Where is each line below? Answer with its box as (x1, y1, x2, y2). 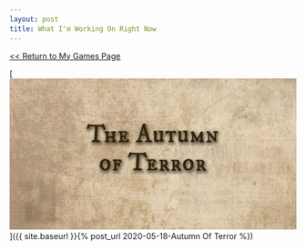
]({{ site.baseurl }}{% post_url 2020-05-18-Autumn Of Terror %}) (9, 231, 253, 242)
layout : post (9, 15, 59, 24)
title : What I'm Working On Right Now (9, 24, 157, 34)
